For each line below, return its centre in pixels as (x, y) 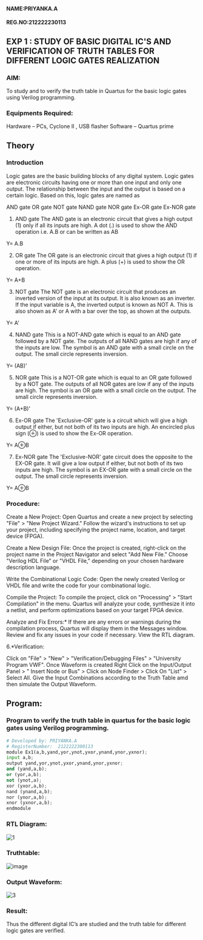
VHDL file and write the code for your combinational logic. (79, 585)
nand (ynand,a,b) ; (29, 792)
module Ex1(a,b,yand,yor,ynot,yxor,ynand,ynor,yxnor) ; (77, 752)
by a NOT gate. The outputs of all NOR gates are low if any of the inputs (105, 384)
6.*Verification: (25, 647)
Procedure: (23, 503)
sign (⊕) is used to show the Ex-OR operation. (74, 433)
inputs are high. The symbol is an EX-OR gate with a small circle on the (103, 469)
